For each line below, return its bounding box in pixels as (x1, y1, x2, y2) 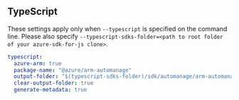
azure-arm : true (14, 60, 62, 67)
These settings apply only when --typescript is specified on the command (7, 24, 228, 33)
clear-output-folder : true (14, 79, 94, 87)
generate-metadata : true (14, 87, 87, 94)
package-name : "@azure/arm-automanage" (14, 67, 132, 74)
